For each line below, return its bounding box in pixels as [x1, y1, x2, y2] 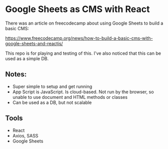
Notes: [5, 70, 27, 79]
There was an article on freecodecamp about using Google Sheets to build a [5, 20, 163, 26]
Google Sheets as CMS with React [5, 4, 150, 15]
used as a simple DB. [5, 55, 49, 61]
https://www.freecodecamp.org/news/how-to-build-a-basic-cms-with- [5, 35, 153, 41]
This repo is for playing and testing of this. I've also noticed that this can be [5, 50, 161, 56]
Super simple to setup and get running [12, 83, 93, 89]
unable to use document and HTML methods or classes [12, 94, 128, 100]
